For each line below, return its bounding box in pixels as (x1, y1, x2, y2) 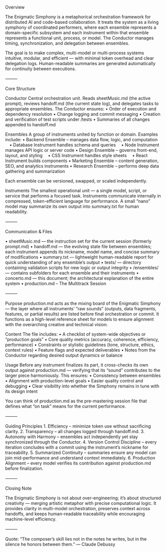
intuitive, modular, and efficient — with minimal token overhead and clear (5, 55, 154, 61)
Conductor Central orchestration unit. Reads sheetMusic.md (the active (5, 95, 151, 101)
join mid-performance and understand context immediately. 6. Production (5, 455, 155, 460)
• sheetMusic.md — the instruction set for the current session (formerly (5, 238, 152, 244)
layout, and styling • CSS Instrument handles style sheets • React (5, 153, 148, 158)
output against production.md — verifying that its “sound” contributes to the (5, 368, 161, 373)
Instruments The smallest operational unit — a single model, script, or (5, 187, 147, 193)
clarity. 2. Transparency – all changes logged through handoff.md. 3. (5, 429, 145, 434)
